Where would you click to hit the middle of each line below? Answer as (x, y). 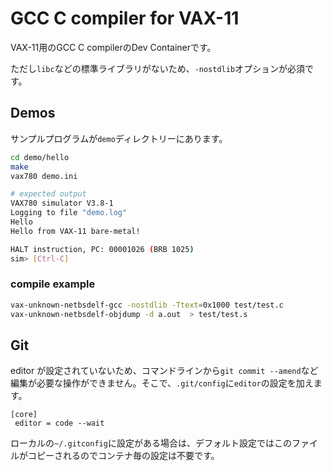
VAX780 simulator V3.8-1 (62, 203)
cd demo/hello (40, 157)
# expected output (48, 194)
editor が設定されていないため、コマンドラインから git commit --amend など (164, 371)
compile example (53, 284)
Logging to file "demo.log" (69, 213)
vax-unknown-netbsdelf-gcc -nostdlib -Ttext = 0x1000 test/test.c (147, 305)
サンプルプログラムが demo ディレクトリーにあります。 (119, 138)
